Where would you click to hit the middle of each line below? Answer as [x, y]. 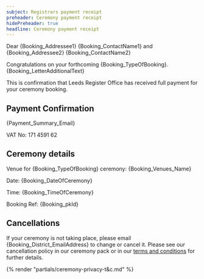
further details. [25, 257]
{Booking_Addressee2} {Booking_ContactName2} [69, 53]
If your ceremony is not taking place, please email [69, 238]
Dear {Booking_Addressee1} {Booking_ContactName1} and [80, 46]
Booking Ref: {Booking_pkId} [43, 204]
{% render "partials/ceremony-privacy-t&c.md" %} [70, 269]
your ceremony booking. [37, 90]
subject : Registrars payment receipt [54, 12]
